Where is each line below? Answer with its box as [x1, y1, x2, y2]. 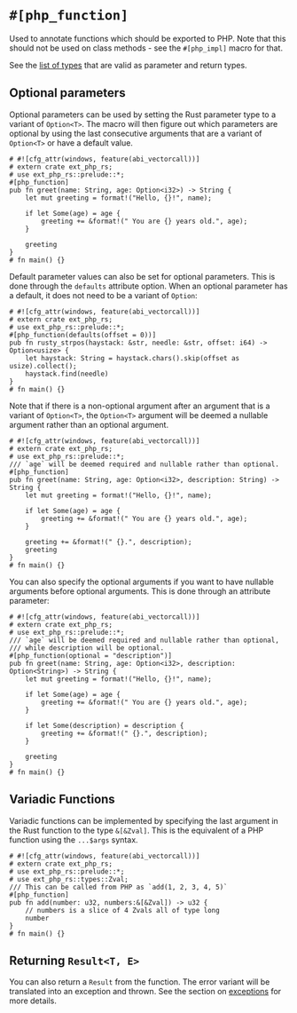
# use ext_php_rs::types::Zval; [9, 875, 129, 883]
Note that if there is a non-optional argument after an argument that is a [9, 400, 270, 411]
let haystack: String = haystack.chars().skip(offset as [25, 353, 240, 362]
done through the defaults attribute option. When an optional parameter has [9, 281, 288, 291]
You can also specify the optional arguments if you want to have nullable [9, 576, 275, 587]
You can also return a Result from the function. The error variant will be [9, 977, 270, 987]
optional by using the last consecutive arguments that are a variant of [9, 128, 262, 138]
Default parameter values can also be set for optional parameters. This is [9, 271, 276, 281]
